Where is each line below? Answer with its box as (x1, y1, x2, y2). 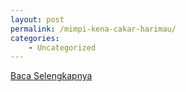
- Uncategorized (28, 42, 97, 53)
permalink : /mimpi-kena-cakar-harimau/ (10, 24, 177, 34)
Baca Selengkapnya (10, 70, 93, 82)
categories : (10, 33, 60, 43)
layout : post (10, 14, 65, 25)
